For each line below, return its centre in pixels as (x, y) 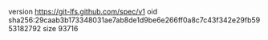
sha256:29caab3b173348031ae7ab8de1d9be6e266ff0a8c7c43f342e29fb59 (134, 20)
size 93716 (61, 28)
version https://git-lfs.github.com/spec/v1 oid (83, 12)
